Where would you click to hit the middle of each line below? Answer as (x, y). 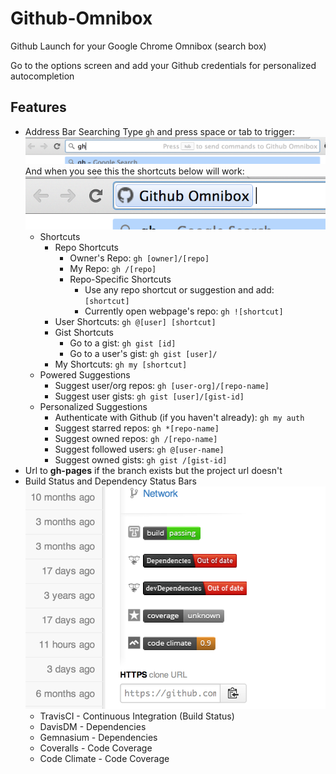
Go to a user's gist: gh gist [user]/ (143, 354)
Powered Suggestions (85, 375)
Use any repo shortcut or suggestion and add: (179, 290)
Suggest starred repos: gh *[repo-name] (137, 428)
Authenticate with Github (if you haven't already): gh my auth (179, 418)
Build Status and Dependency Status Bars (111, 481)
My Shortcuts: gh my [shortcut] (121, 364)
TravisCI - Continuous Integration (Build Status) (137, 716)
